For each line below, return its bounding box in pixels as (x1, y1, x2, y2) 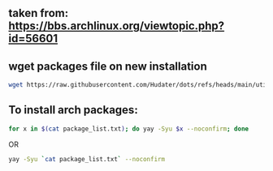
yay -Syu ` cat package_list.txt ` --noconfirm (8, 155, 165, 163)
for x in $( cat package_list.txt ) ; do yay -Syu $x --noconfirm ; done (8, 125, 249, 133)
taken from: (8, 6, 69, 20)
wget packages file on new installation (8, 59, 207, 73)
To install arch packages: (8, 103, 138, 117)
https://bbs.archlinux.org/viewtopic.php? (8, 19, 225, 33)
